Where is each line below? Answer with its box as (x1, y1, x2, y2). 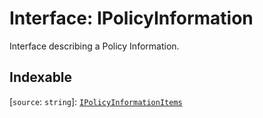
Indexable (9, 69, 73, 86)
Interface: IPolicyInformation (9, 7, 254, 30)
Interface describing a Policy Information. (9, 40, 180, 52)
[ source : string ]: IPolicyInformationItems (9, 95, 183, 107)
